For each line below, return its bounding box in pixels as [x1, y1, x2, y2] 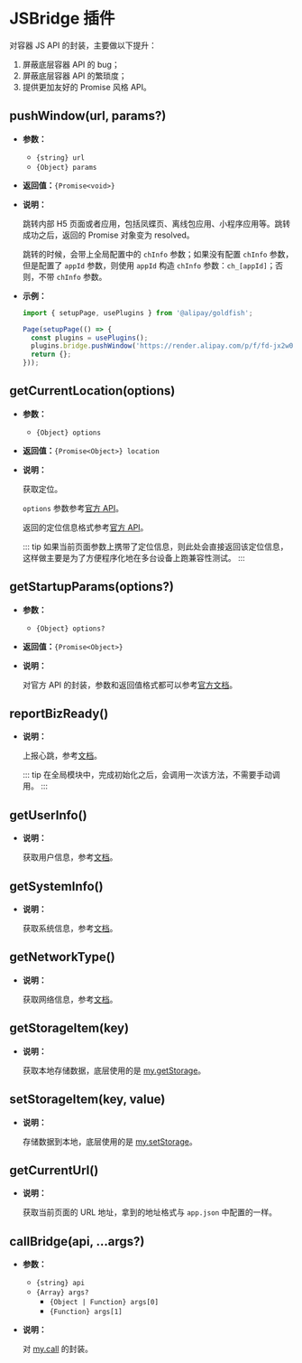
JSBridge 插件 [9, 8, 115, 29]
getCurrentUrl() [9, 1162, 99, 1178]
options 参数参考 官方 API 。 [22, 502, 124, 513]
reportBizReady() [9, 706, 109, 722]
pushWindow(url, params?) [9, 108, 167, 124]
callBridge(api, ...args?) [9, 1234, 145, 1249]
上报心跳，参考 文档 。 [22, 751, 102, 761]
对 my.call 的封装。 [22, 1343, 93, 1355]
